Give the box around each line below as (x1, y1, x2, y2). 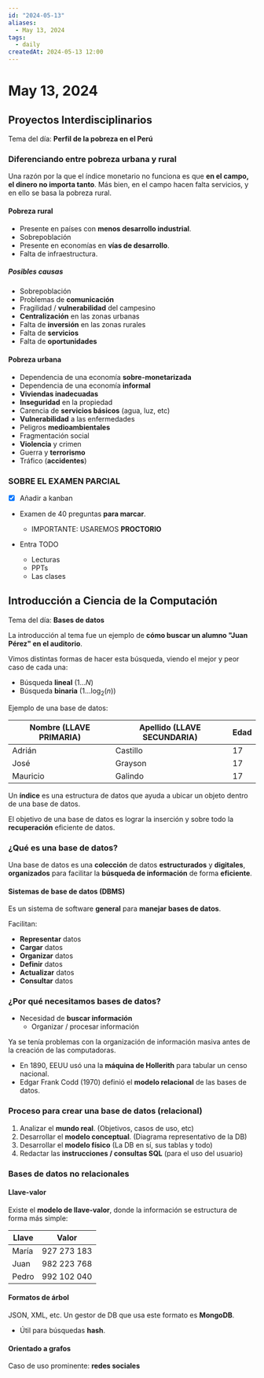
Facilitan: (8, 919, 38, 929)
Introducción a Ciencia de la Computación (8, 595, 218, 608)
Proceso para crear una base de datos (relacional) (8, 1106, 203, 1117)
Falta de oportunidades (19, 337, 97, 346)
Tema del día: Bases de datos (8, 615, 104, 625)
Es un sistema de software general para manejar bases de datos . (8, 904, 222, 913)
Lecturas (31, 555, 60, 565)
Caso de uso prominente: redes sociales (8, 1361, 141, 1371)
